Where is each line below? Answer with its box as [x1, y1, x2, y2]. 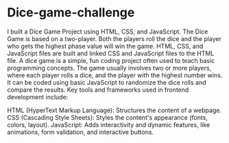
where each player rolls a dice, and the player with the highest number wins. [7, 70, 223, 79]
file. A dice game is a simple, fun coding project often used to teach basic [7, 56, 215, 64]
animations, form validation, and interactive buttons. [7, 128, 154, 136]
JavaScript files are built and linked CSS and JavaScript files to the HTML [7, 49, 215, 57]
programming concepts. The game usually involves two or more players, [7, 64, 212, 72]
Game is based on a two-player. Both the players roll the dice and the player [7, 34, 221, 42]
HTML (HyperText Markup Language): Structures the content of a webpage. [7, 106, 221, 114]
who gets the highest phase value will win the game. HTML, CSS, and [7, 42, 204, 50]
